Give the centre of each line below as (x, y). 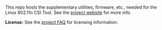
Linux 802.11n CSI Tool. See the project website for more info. (68, 12)
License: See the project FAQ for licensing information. (62, 22)
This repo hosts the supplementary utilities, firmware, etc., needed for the (81, 7)
